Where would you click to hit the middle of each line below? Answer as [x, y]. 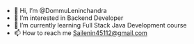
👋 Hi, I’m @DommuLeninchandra [60, 11]
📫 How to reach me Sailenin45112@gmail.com [81, 33]
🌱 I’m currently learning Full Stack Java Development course [100, 25]
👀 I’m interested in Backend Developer [68, 18]
